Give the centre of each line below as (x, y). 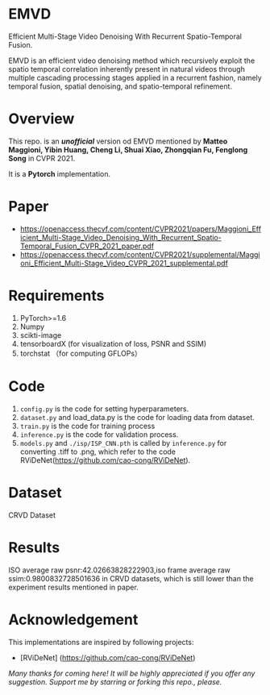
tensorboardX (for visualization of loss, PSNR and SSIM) (113, 343)
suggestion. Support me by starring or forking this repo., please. (115, 681)
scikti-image (41, 335)
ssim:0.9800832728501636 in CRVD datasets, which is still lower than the (131, 578)
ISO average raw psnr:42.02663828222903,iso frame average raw (120, 570)
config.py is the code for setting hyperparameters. (104, 409)
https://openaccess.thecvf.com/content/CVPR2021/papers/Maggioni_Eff (141, 229)
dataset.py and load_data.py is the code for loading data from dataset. (137, 417)
